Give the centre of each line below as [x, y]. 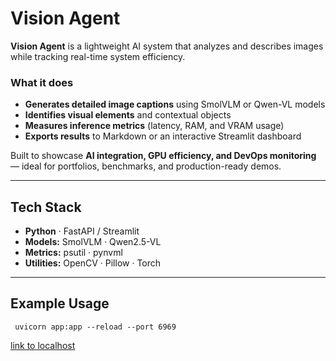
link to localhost [43, 345]
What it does [42, 82]
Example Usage [60, 303]
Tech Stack [46, 207]
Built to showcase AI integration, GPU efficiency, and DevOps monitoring [163, 156]
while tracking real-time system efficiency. [98, 56]
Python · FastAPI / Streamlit [82, 231]
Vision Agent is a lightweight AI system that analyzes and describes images [167, 46]
